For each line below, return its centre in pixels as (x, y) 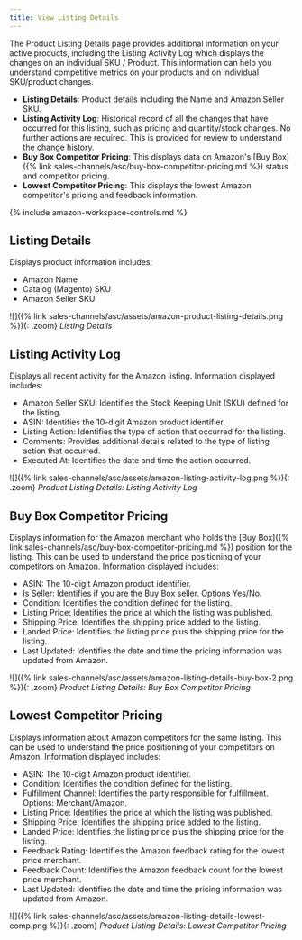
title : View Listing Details (64, 18)
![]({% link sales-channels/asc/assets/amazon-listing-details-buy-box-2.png (151, 678)
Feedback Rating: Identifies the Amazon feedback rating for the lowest (153, 850)
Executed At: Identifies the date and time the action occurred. (137, 461)
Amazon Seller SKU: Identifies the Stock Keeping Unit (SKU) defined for (156, 403)
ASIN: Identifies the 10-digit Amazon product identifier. (124, 422)
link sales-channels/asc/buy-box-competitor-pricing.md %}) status (164, 166)
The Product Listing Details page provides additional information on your (144, 43)
